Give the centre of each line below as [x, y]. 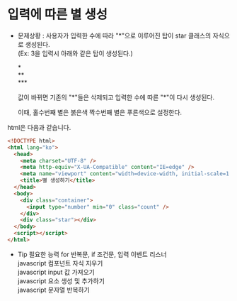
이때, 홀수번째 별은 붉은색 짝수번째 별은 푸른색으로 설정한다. [100, 112]
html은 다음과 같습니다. [39, 127]
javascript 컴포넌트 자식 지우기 [60, 263]
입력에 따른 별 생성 [57, 15]
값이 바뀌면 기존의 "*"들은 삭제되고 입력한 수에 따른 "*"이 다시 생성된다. [116, 97]
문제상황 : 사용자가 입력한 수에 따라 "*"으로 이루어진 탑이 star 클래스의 [114, 35]
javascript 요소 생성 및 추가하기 [61, 280]
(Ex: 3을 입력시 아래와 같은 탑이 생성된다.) [75, 53]
